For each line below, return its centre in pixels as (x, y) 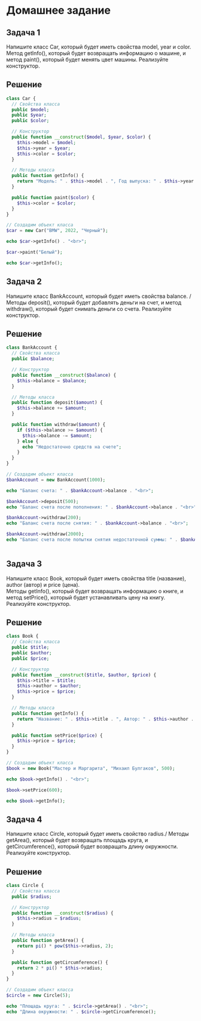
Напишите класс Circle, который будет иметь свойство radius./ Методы (98, 834)
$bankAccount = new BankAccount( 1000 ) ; (56, 480)
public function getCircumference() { (60, 962)
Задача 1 (23, 33)
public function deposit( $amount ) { (57, 403)
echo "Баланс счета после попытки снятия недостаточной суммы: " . (92, 540)
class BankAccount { (32, 348)
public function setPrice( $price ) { (57, 735)
